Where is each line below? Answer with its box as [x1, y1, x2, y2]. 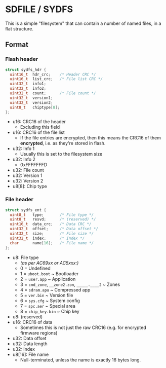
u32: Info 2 [12, 156, 35, 163]
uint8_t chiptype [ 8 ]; [10, 105, 60, 110]
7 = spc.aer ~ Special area [20, 303, 76, 309]
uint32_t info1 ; [10, 81, 47, 87]
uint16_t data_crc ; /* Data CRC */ [10, 222, 92, 227]
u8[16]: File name [12, 351, 49, 357]
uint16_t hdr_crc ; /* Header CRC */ [10, 72, 96, 77]
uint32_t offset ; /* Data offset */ [10, 227, 99, 232]
